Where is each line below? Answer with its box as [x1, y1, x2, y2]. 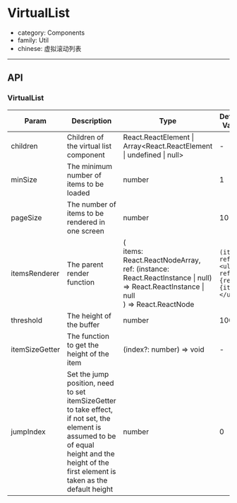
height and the [66, 449, 115, 458]
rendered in [66, 217, 106, 227]
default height [66, 484, 114, 494]
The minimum [66, 161, 113, 171]
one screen [66, 226, 104, 236]
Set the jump [66, 369, 109, 379]
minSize [11, 175, 37, 185]
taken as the [66, 475, 108, 485]
